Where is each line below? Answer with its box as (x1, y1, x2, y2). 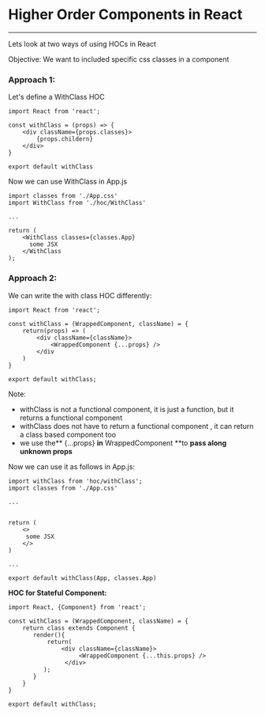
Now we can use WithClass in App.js (8, 176, 128, 187)
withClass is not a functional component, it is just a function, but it (19, 404, 234, 414)
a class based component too (19, 430, 117, 439)
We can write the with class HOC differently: (8, 290, 152, 300)
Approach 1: (8, 74, 55, 85)
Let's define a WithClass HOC (8, 93, 105, 102)
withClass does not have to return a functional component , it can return (19, 421, 254, 430)
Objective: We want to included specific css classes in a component (8, 54, 230, 64)
